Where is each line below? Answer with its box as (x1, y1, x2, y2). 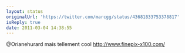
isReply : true (6, 19, 41, 25)
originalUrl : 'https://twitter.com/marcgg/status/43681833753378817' (6, 14, 180, 20)
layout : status (6, 8, 43, 15)
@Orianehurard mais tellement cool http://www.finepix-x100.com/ (6, 41, 166, 48)
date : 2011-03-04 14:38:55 (6, 24, 72, 31)
